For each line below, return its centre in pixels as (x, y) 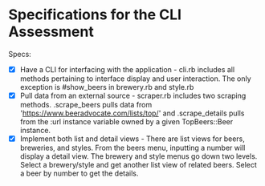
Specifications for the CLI (95, 15)
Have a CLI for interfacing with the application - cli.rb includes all (127, 69)
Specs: (20, 54)
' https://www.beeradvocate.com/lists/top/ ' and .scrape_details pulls (132, 113)
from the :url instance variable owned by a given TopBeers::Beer (126, 122)
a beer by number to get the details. (79, 173)
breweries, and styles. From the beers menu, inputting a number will (132, 148)
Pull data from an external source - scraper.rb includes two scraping (133, 95)
